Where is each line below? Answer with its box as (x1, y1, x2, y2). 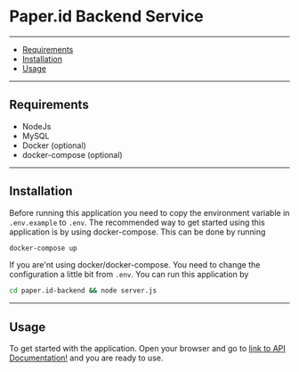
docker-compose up (9, 244, 77, 252)
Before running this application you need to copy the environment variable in (9, 207, 290, 218)
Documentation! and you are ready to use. (9, 352, 164, 363)
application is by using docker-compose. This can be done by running (9, 226, 266, 237)
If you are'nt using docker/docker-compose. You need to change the (9, 260, 261, 270)
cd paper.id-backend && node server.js (9, 286, 158, 295)
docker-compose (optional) (21, 149, 123, 160)
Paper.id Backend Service (9, 6, 204, 27)
